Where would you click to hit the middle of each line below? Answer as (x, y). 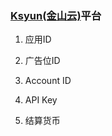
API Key (41, 100)
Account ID (48, 81)
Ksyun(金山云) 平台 (56, 15)
